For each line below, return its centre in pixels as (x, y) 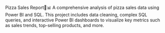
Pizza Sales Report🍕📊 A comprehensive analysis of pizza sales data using (82, 7)
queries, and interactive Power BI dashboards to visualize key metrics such (83, 20)
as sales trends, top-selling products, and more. (55, 25)
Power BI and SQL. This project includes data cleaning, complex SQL (76, 15)
